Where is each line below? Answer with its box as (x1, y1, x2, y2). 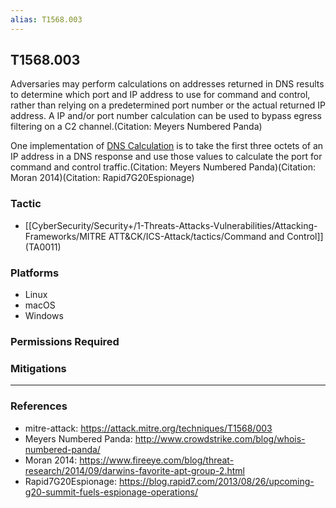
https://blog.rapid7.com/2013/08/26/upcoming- (118, 475, 315, 487)
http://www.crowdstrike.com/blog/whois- (134, 432, 306, 445)
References (10, 399, 68, 413)
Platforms (10, 266, 60, 280)
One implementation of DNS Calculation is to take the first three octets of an (10, 140, 324, 152)
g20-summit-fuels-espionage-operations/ (24, 486, 198, 498)
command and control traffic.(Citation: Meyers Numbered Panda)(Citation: (10, 161, 316, 173)
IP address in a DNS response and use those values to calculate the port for (10, 151, 323, 163)
